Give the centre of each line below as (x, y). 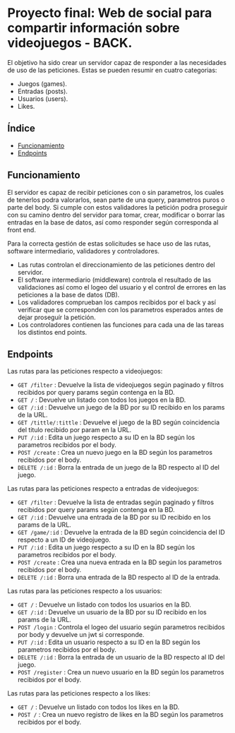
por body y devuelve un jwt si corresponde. (81, 635)
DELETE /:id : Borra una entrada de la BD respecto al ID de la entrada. (119, 578)
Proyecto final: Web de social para (110, 13)
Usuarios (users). (43, 99)
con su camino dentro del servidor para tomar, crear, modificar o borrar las (116, 215)
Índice (21, 129)
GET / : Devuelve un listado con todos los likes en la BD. (98, 707)
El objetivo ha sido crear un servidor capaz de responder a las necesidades (117, 62)
